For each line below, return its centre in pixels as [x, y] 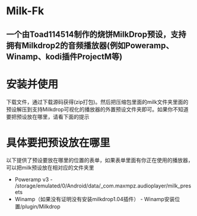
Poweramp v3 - [34, 180]
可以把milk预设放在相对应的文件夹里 [50, 168]
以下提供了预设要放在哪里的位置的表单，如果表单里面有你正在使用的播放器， [100, 160]
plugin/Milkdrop [41, 207]
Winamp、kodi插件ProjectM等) [64, 57]
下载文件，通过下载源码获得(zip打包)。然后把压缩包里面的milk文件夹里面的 [97, 101]
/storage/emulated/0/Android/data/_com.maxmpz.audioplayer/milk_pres [103, 186]
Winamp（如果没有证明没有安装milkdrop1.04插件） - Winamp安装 [95, 199]
